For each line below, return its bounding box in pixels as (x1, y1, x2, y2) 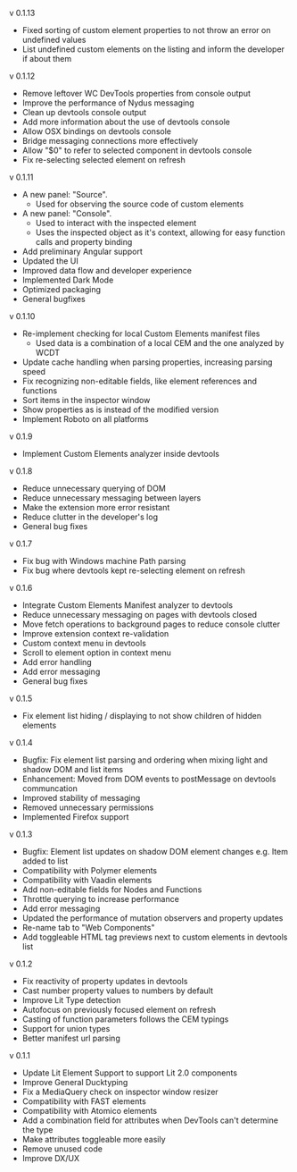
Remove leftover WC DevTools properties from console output (21, 89, 252, 98)
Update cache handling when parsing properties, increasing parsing (21, 357, 273, 367)
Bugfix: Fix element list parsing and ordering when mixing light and (21, 755, 268, 765)
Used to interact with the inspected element (35, 218, 197, 228)
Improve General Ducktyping (21, 1077, 128, 1087)
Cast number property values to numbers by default (21, 985, 214, 996)
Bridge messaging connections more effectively (21, 136, 199, 146)
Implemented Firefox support (21, 812, 129, 822)
